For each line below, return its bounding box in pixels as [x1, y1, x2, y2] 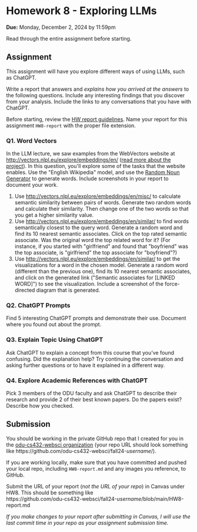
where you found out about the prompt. [6, 321, 102, 328]
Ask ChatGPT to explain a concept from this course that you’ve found [6, 349, 175, 356]
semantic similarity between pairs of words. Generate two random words [14, 199, 191, 206]
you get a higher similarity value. [14, 212, 94, 219]
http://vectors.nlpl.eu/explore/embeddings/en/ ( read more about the [6, 156, 171, 163]
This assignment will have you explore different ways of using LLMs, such [6, 68, 185, 75]
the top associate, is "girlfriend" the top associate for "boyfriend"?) [14, 249, 178, 256]
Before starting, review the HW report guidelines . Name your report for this [6, 115, 188, 123]
